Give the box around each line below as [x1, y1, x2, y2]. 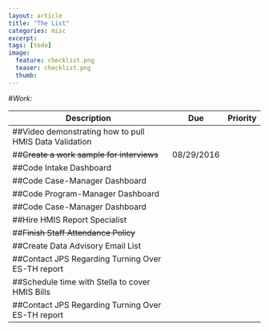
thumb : [15, 71, 38, 79]
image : [8, 49, 30, 57]
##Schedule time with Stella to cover [12, 276, 151, 287]
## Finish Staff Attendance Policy [12, 227, 136, 238]
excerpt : [8, 34, 38, 42]
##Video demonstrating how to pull [12, 126, 145, 137]
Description [65, 112, 112, 123]
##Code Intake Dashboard [12, 162, 112, 173]
